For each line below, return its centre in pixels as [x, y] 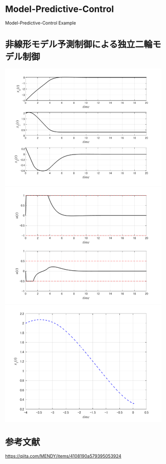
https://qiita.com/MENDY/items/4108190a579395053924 [63, 456]
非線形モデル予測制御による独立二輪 [79, 44]
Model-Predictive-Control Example [41, 23]
